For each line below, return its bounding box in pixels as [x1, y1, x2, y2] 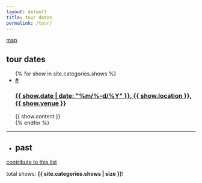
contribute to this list [6, 158, 57, 166]
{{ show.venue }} [14, 99, 66, 108]
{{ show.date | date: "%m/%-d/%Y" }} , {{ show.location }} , [14, 92, 192, 100]
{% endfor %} [14, 119, 50, 127]
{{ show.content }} [14, 113, 61, 120]
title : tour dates [6, 14, 52, 21]
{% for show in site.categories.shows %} [14, 70, 117, 77]
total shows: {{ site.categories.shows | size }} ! [6, 170, 124, 178]
